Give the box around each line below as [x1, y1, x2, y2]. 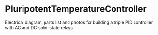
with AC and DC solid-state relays [5, 24, 73, 30]
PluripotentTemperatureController [5, 3, 147, 15]
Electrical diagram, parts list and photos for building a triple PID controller [5, 19, 153, 25]
